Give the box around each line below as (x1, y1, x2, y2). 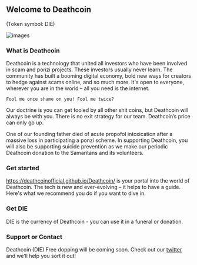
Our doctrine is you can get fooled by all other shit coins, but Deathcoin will (6, 107, 189, 114)
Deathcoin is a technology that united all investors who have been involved (6, 60, 188, 67)
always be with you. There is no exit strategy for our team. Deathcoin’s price (6, 113, 191, 120)
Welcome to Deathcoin (6, 5, 92, 15)
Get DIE (6, 204, 28, 213)
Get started (6, 164, 39, 173)
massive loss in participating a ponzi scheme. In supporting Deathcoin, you (6, 137, 188, 144)
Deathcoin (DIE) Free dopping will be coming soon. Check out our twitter (6, 246, 182, 253)
